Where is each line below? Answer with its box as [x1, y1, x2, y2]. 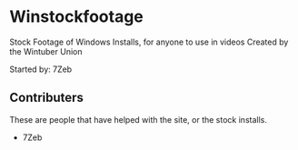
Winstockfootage [9, 6, 144, 27]
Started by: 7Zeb [9, 64, 73, 75]
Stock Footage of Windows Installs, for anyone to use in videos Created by [9, 36, 289, 47]
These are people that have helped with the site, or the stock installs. [9, 114, 268, 125]
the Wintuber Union [9, 45, 83, 56]
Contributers [9, 90, 84, 105]
